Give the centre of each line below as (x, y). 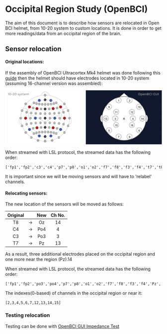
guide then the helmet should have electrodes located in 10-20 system (77, 78)
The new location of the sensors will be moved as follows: (65, 204)
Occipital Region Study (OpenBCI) (77, 9)
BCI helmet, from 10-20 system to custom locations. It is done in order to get (83, 28)
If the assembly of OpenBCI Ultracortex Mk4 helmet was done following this (83, 72)
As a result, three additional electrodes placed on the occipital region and (80, 254)
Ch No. (58, 215)
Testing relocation (28, 315)
